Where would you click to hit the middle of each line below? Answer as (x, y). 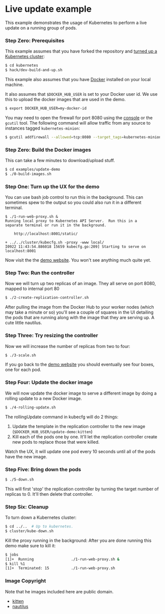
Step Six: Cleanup (27, 507)
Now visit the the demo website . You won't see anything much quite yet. (78, 260)
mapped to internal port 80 (32, 289)
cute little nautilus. (24, 323)
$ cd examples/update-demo (33, 170)
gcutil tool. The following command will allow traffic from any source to (78, 123)
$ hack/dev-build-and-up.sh (34, 70)
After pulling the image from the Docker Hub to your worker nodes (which (80, 307)
